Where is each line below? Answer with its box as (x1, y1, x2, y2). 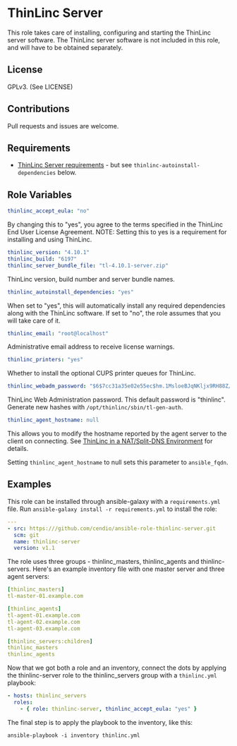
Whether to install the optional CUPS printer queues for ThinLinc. (7, 369, 196, 378)
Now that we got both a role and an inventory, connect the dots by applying (7, 663, 227, 672)
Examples (7, 479, 51, 491)
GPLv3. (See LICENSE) (7, 83, 73, 91)
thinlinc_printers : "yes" (7, 356, 83, 363)
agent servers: (7, 572, 49, 581)
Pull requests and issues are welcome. (7, 121, 119, 130)
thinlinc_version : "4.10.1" (7, 249, 90, 256)
